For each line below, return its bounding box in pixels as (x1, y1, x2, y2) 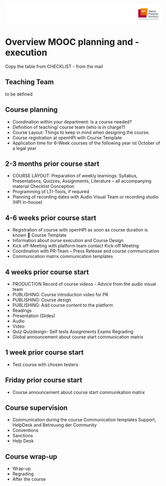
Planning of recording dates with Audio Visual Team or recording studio (12, 194, 159, 200)
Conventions (12, 427, 39, 433)
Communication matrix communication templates (12, 253, 113, 259)
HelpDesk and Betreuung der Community (12, 422, 97, 428)
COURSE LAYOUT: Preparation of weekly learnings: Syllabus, (12, 173, 138, 179)
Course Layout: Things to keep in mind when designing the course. (12, 129, 150, 135)
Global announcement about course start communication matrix (12, 334, 144, 340)
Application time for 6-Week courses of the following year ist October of (12, 140, 161, 146)
